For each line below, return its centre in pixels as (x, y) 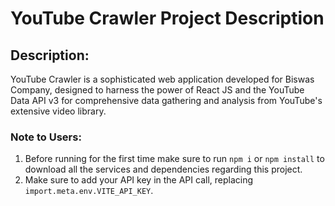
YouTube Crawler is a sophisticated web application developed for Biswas (162, 79)
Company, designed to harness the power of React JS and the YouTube (157, 90)
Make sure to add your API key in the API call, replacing (139, 180)
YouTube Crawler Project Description (167, 18)
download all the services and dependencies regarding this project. (163, 169)
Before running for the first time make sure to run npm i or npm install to (174, 159)
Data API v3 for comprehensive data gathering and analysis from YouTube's (166, 100)
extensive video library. (58, 111)
